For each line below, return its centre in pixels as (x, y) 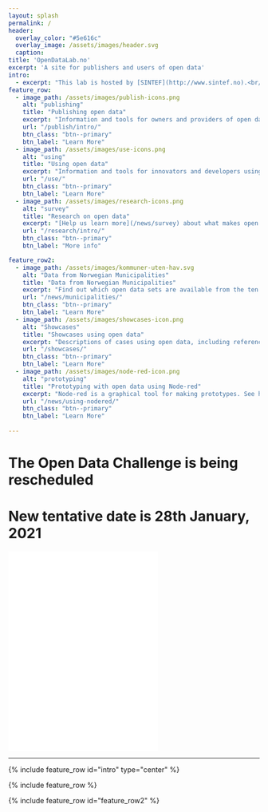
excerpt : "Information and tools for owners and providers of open (137, 120)
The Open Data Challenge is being (123, 463)
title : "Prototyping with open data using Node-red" (112, 386)
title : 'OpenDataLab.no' (49, 61)
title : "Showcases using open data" (84, 335)
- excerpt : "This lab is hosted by (75, 82)
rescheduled (51, 480)
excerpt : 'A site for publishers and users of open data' (106, 68)
